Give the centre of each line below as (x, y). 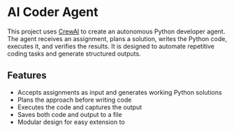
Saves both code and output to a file (70, 114)
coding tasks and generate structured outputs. (74, 54)
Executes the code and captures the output (80, 107)
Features (27, 76)
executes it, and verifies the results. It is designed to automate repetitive (111, 46)
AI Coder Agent (53, 12)
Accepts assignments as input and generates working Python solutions (119, 92)
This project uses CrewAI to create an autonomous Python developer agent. (116, 31)
